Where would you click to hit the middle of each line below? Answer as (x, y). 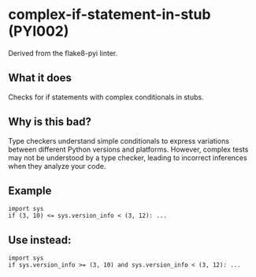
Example (30, 191)
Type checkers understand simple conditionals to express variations (119, 140)
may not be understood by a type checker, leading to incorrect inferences (128, 157)
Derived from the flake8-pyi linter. (63, 53)
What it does (40, 78)
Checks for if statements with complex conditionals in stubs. (106, 97)
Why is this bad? (50, 122)
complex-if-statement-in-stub (109, 15)
